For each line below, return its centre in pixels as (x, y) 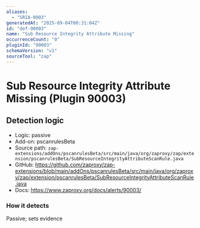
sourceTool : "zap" (29, 56)
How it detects (28, 205)
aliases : (17, 12)
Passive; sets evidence (34, 218)
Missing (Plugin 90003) (66, 98)
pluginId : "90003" (29, 45)
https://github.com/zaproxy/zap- (75, 165)
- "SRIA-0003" (29, 17)
